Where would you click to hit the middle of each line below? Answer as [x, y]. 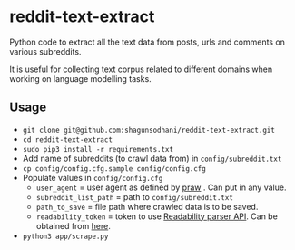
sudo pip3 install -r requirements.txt [98, 149]
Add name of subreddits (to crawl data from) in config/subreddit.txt [152, 158]
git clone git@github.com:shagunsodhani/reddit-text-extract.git [148, 130]
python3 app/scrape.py [65, 236]
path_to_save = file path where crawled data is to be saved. [147, 206]
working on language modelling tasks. [80, 78]
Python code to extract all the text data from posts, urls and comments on [147, 42]
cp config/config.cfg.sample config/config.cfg [114, 169]
